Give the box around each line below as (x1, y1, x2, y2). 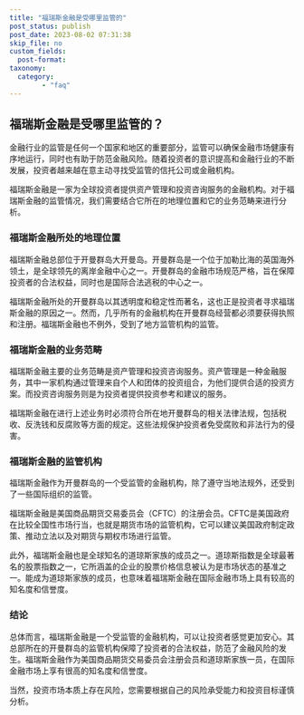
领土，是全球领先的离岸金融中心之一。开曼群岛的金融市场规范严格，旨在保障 (9, 265, 295, 276)
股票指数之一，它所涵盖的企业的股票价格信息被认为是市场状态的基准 (24, 561, 279, 572)
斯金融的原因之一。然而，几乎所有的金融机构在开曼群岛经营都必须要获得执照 (9, 307, 295, 318)
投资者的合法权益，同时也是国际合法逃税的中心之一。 (9, 276, 208, 287)
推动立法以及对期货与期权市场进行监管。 (24, 531, 176, 542)
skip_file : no (9, 38, 63, 48)
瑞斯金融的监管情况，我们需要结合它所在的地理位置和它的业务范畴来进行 (9, 196, 279, 207)
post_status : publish (9, 22, 91, 31)
